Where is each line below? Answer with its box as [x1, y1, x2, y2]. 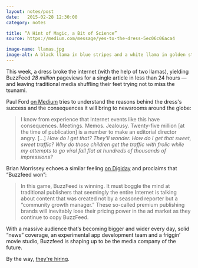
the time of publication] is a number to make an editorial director [20, 128, 177, 135]
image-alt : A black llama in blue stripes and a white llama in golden [6, 52, 186, 58]
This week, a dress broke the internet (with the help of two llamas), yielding [6, 68, 189, 75]
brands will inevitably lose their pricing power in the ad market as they [20, 207, 191, 214]
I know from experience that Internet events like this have [20, 115, 160, 123]
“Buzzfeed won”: [6, 171, 47, 178]
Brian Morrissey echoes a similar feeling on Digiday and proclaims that [6, 164, 177, 171]
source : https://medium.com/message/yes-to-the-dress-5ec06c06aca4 [6, 36, 176, 42]
